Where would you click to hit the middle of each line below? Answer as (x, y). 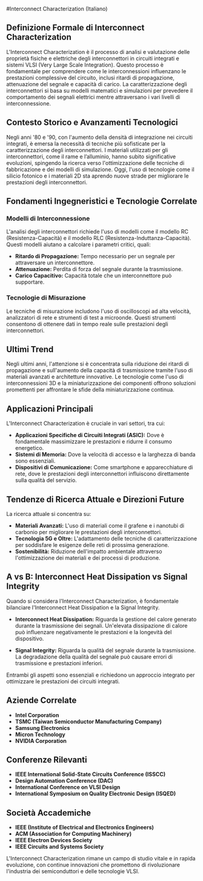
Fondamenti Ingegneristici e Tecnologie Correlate (102, 202)
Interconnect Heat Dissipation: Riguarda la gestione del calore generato (106, 619)
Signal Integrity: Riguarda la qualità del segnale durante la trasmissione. (105, 650)
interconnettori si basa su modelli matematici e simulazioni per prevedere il (99, 90)
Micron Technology (40, 734)
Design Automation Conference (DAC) (64, 781)
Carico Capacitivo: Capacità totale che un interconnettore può (93, 276)
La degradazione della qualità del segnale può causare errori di (94, 657)
